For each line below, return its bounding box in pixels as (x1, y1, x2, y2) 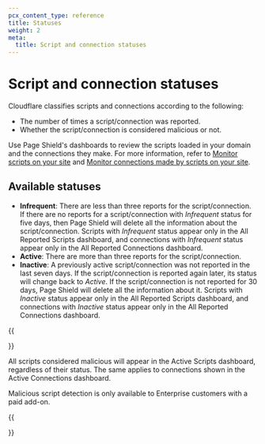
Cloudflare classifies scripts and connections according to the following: (8, 101, 244, 111)
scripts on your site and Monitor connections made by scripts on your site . (8, 157, 251, 167)
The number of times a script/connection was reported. (19, 116, 201, 127)
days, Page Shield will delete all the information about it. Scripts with (19, 285, 243, 294)
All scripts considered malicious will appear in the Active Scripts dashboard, (8, 356, 256, 366)
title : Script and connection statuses (15, 41, 147, 49)
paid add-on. (8, 397, 51, 406)
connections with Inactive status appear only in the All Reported (19, 302, 229, 311)
